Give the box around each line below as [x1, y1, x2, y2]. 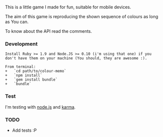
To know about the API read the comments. [5, 28, 92, 34]
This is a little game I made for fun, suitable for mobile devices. [5, 4, 131, 10]
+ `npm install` [5, 73, 42, 78]
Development [5, 40, 38, 47]
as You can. [5, 19, 29, 24]
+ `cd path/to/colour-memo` [5, 68, 67, 74]
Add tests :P [12, 127, 37, 133]
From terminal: [5, 65, 36, 69]
